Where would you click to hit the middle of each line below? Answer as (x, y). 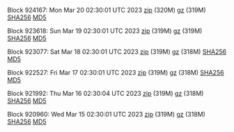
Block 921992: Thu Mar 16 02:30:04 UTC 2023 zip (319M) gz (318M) (106, 93)
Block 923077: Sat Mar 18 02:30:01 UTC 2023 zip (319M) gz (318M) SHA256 (117, 52)
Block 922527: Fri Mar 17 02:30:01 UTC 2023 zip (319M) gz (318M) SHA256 (116, 73)
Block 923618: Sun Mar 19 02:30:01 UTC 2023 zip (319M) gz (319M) (105, 31)
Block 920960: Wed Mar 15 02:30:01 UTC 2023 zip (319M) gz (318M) (106, 114)
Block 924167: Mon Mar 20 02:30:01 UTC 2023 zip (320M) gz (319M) (107, 10)
